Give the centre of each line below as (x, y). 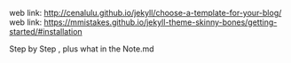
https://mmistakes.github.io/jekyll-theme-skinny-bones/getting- (161, 22)
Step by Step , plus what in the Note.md (82, 49)
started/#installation (46, 31)
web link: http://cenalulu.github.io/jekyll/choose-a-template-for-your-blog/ (145, 13)
